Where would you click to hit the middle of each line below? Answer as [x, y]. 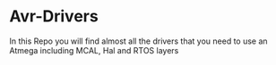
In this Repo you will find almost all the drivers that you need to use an [138, 41]
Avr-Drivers [54, 16]
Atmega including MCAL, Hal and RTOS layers [94, 50]
